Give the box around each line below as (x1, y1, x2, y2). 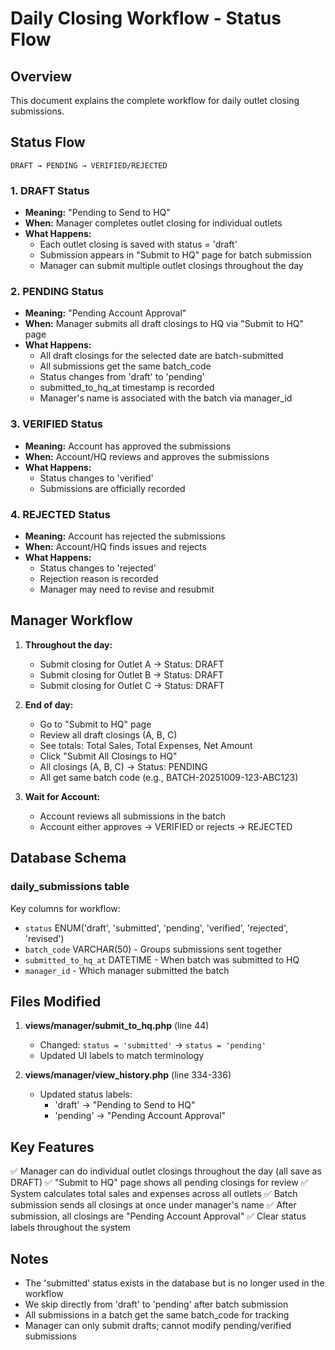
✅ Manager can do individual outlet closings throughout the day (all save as (10, 1165, 322, 1177)
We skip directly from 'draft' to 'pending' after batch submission (24, 1298, 289, 1310)
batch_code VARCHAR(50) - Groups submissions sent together (24, 943, 282, 955)
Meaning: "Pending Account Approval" (24, 307, 187, 319)
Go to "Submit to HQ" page (39, 718, 152, 730)
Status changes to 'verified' (39, 472, 154, 484)
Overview (10, 68, 73, 85)
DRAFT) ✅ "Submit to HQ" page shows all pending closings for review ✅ (10, 1177, 309, 1189)
